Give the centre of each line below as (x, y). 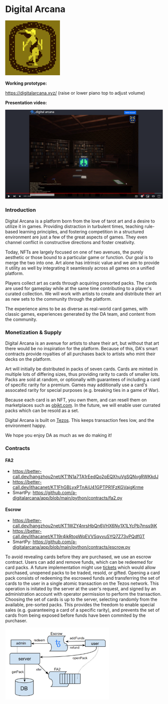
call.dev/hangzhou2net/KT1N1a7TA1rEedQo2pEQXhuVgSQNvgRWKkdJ (85, 477)
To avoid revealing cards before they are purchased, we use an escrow (78, 557)
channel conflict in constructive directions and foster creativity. (70, 242)
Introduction (20, 210)
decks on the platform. (28, 359)
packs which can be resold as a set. (42, 411)
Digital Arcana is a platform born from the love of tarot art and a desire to (80, 221)
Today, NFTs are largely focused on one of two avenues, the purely (74, 252)
